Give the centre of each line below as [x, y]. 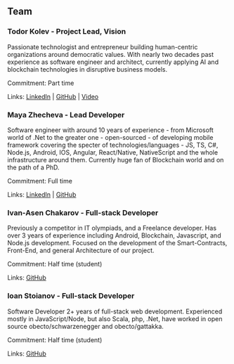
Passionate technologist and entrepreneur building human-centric [103, 47]
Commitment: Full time [40, 181]
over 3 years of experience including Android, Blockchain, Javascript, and [114, 235]
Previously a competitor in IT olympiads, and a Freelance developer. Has [112, 228]
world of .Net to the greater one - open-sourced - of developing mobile [110, 137]
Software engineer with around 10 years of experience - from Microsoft [111, 130]
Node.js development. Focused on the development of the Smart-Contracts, [117, 243]
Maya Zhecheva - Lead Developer [66, 115]
